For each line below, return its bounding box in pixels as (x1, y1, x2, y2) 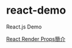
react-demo (6, 4, 67, 17)
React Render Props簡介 (6, 35, 65, 42)
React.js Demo (6, 23, 42, 30)
